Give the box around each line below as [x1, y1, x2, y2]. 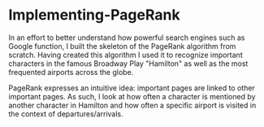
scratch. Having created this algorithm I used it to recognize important [8, 50, 243, 59]
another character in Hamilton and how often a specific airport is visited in [8, 100, 257, 110]
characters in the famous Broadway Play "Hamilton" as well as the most [8, 59, 249, 68]
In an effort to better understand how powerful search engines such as [8, 33, 245, 42]
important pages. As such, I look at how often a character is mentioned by [8, 91, 256, 101]
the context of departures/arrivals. [8, 108, 123, 119]
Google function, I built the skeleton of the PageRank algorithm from [8, 41, 236, 50]
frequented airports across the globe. [8, 67, 134, 77]
